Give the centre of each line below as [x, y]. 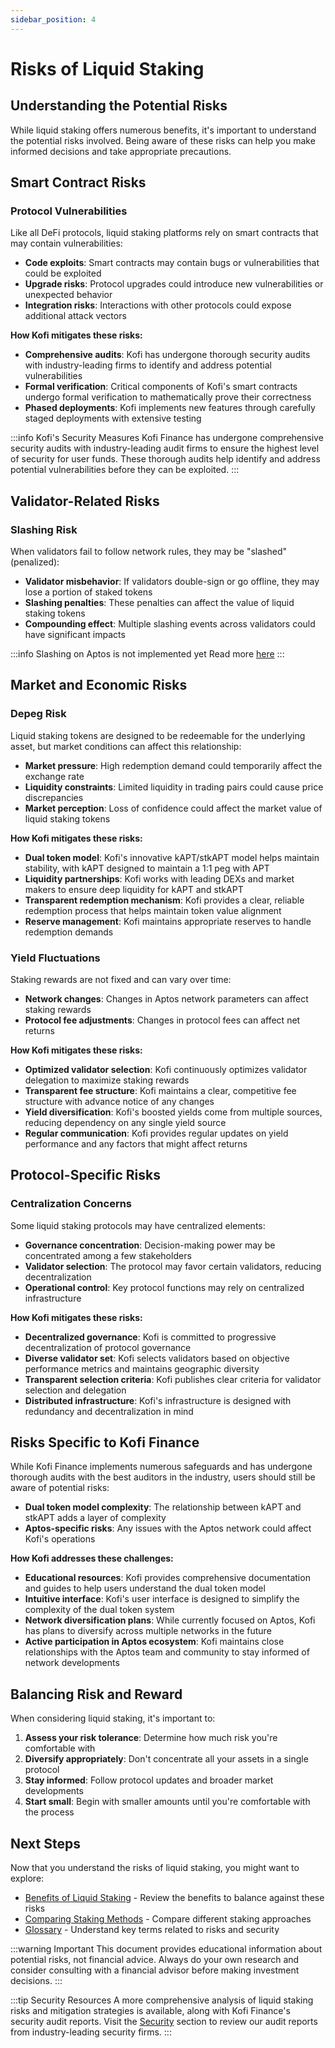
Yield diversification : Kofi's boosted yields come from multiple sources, [173, 1112]
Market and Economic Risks [99, 685]
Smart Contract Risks [78, 182]
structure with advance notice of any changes [119, 1101]
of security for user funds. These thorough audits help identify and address [165, 459]
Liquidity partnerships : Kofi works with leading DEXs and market [159, 878]
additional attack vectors [75, 316]
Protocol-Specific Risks [85, 1175]
